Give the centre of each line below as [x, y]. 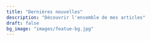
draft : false [23, 23]
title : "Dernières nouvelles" [45, 12]
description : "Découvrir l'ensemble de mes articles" [76, 17]
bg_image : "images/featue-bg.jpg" [50, 29]
